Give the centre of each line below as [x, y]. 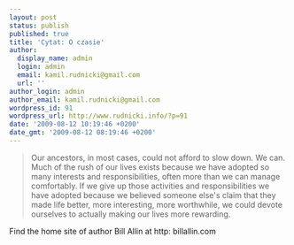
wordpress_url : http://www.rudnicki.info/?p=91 [99, 116]
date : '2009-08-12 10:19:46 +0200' [75, 125]
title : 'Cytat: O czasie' [57, 42]
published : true [39, 34]
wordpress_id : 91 [41, 108]
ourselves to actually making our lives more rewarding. [131, 214]
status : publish [39, 26]
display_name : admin [55, 58]
